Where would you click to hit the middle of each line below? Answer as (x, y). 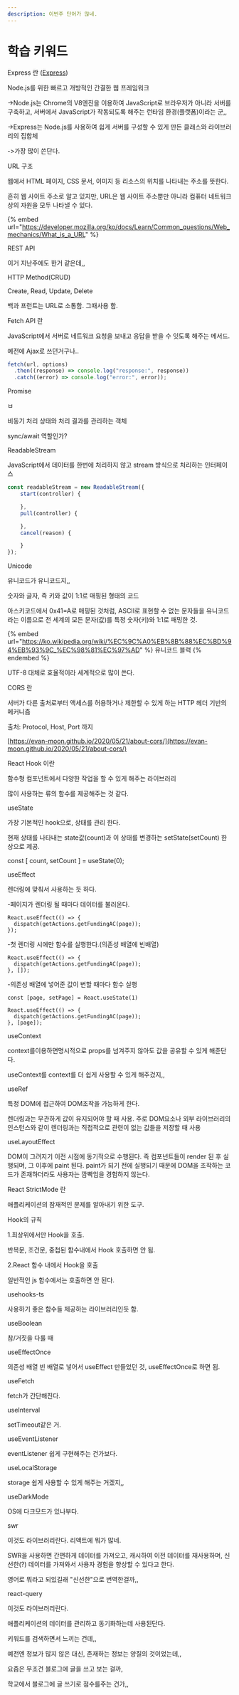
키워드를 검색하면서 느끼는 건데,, (52, 1639)
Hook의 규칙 (25, 1220)
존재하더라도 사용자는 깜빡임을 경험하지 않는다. (85, 1174)
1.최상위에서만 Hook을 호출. (46, 1235)
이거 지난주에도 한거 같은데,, (46, 263)
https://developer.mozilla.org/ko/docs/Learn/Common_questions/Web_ (126, 227)
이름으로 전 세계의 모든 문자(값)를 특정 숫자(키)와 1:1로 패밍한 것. (109, 620)
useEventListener (33, 1439)
